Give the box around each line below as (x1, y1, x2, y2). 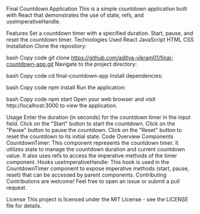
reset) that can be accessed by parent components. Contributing (6, 171, 167, 178)
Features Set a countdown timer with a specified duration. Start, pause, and (6, 30, 193, 37)
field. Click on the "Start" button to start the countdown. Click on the (6, 120, 175, 127)
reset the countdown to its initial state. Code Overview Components (6, 133, 174, 140)
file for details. (6, 202, 42, 209)
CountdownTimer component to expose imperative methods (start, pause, (6, 165, 189, 172)
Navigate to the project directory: (55, 60, 137, 68)
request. (6, 184, 27, 191)
